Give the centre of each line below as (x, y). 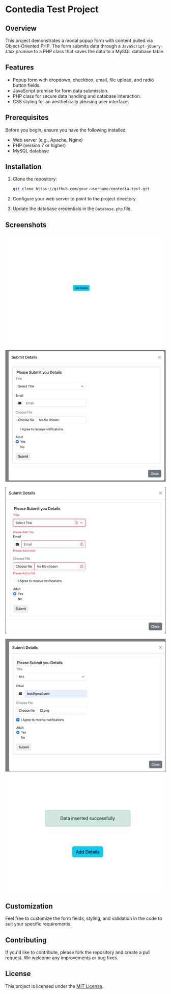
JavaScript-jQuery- (142, 47)
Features (20, 67)
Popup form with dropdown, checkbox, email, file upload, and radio (83, 80)
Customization (29, 906)
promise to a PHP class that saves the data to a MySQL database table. (90, 51)
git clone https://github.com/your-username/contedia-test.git (81, 189)
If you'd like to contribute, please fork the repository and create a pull (78, 953)
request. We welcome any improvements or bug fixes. (62, 958)
